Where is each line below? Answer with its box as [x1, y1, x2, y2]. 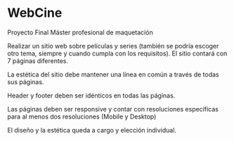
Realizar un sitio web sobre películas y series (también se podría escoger [7, 41, 219, 50]
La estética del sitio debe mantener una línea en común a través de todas [7, 70, 219, 79]
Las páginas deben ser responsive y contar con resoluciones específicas [7, 105, 219, 113]
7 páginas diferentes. [7, 56, 69, 65]
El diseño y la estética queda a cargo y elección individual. [7, 126, 177, 134]
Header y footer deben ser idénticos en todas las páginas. [7, 91, 176, 100]
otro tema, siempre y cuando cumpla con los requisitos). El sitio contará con [7, 49, 228, 58]
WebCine [7, 5, 63, 21]
